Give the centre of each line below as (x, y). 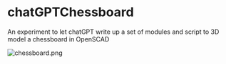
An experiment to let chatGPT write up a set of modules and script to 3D (113, 32)
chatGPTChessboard (71, 12)
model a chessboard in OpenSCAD (58, 39)
